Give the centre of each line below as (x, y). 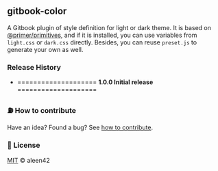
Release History (34, 67)
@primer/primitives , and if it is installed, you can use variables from (102, 35)
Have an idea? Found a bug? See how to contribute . (80, 128)
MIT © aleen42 (28, 160)
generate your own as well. (45, 49)
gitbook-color (37, 11)
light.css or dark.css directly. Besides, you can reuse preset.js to (102, 42)
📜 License (24, 145)
